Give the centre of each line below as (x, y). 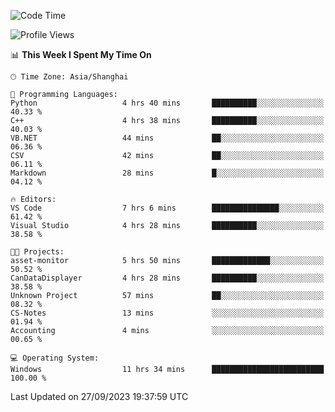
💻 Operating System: (55, 358)
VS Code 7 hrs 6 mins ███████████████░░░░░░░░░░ (167, 208)
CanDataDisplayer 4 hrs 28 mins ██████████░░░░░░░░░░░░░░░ (167, 278)
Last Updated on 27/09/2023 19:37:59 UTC (99, 396)
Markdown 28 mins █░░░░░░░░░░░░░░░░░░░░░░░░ (167, 173)
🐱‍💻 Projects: (37, 252)
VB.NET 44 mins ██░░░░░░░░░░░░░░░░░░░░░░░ (167, 138)
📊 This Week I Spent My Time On (81, 54)
